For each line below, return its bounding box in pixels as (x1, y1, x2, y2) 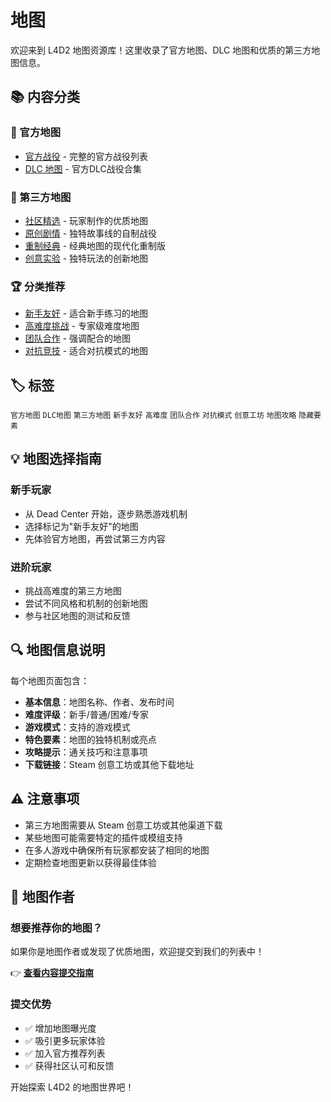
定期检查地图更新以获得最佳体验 (24, 856, 157, 868)
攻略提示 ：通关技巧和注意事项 (24, 746, 148, 758)
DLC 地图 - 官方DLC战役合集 (24, 162, 142, 175)
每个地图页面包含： (10, 674, 90, 686)
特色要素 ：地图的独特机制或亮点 (24, 733, 157, 745)
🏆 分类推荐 (10, 279, 66, 293)
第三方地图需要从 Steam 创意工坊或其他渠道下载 (24, 819, 223, 831)
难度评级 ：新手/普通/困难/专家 (24, 708, 149, 720)
